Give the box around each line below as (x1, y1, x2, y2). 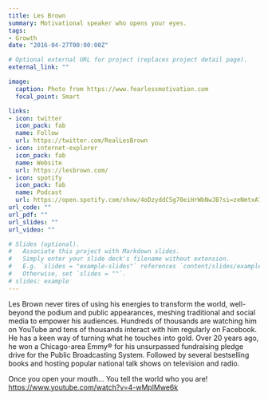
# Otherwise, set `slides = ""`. (8, 270, 127, 278)
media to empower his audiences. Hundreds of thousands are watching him (8, 316, 257, 326)
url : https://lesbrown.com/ (15, 166, 109, 174)
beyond (8, 307, 33, 317)
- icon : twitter (8, 114, 62, 122)
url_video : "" (8, 225, 56, 234)
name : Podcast (15, 188, 62, 196)
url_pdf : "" (8, 211, 48, 219)
